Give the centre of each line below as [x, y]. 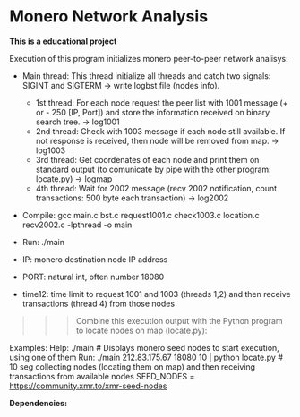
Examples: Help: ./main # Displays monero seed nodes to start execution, [144, 347]
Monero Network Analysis [109, 17]
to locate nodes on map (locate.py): [141, 330]
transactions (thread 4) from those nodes [99, 303]
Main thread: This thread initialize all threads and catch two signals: [146, 76]
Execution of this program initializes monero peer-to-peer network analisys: [149, 58]
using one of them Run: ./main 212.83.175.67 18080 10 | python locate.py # [146, 357]
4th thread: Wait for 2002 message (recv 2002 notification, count [156, 188]
